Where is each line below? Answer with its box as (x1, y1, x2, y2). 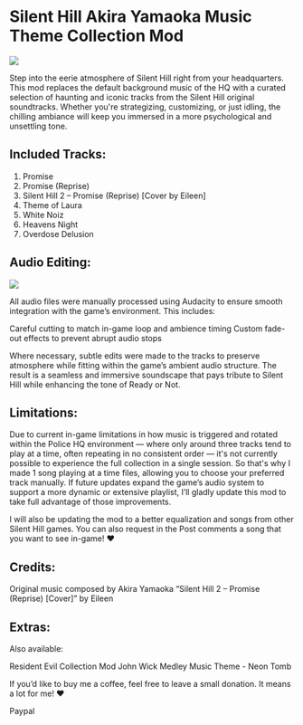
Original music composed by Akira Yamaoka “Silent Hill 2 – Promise (9, 584, 260, 595)
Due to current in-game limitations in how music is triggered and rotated (9, 429, 279, 440)
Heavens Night (22, 219, 79, 230)
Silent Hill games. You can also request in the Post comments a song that (9, 523, 282, 535)
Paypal (9, 706, 35, 716)
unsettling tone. (9, 120, 68, 131)
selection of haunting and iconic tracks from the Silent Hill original (9, 91, 255, 102)
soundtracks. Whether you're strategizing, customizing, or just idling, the (9, 101, 281, 112)
